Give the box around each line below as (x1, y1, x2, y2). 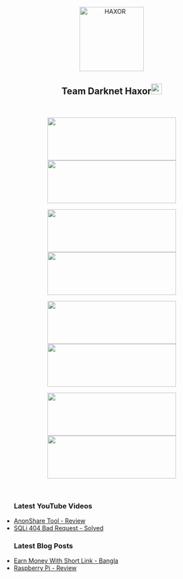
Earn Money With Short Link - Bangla (13, 556, 119, 565)
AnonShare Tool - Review (13, 517, 86, 525)
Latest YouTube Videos (13, 501, 93, 510)
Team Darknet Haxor (61, 86, 152, 97)
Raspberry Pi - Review (13, 564, 77, 572)
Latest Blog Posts (13, 541, 73, 551)
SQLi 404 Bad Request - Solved (13, 524, 104, 532)
